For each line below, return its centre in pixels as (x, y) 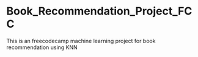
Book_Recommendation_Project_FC (99, 11)
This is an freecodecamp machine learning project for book (81, 41)
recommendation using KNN (42, 47)
